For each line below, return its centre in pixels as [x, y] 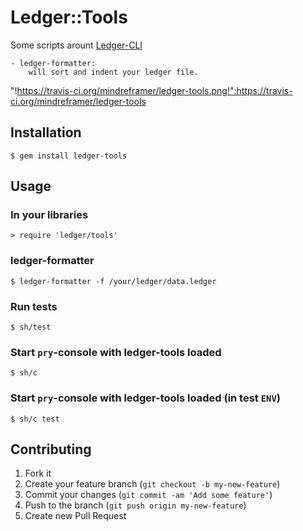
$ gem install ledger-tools [69, 156]
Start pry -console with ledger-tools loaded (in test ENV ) [146, 398]
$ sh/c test [35, 419]
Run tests [34, 306]
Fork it [38, 473]
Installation [46, 132]
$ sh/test [31, 327]
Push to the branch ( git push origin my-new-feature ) [135, 505]
